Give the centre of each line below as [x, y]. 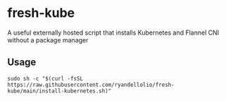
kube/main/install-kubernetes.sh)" [59, 91]
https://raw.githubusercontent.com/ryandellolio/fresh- [91, 85]
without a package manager [48, 40]
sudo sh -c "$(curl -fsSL [45, 78]
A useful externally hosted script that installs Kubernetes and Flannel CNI [113, 32]
